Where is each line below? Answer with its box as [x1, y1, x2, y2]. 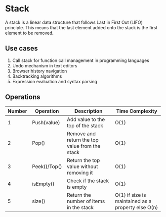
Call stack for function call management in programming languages [12, 57, 150, 63]
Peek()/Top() [32, 163, 62, 170]
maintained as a [115, 198, 152, 205]
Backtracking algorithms [12, 73, 62, 79]
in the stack [66, 204, 94, 211]
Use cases [5, 44, 38, 53]
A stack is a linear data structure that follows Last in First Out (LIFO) [5, 19, 143, 25]
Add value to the [66, 116, 105, 123]
